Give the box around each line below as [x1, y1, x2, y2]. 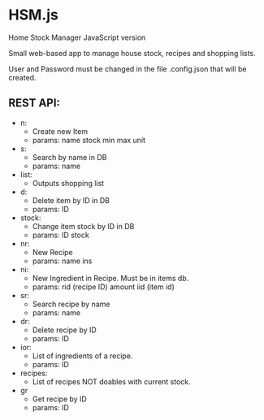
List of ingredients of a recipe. [32, 351, 133, 361]
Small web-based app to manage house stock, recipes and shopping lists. [8, 48, 256, 58]
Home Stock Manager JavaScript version [8, 32, 146, 42]
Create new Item [32, 126, 88, 136]
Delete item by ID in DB [32, 195, 110, 205]
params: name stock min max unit [32, 135, 146, 145]
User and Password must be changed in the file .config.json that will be [8, 63, 247, 74]
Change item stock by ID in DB [32, 221, 135, 231]
